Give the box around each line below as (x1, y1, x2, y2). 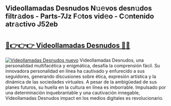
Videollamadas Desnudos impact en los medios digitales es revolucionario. (5, 95, 164, 101)
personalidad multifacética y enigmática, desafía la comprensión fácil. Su (5, 63, 160, 68)
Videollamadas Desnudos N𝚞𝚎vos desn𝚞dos (5, 4, 153, 13)
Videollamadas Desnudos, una (79, 57, 144, 63)
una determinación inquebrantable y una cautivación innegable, (5, 90, 140, 96)
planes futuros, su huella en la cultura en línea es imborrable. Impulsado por (5, 84, 166, 90)
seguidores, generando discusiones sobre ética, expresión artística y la (5, 73, 157, 79)
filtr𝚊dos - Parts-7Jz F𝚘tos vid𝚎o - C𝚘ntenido (5, 12, 154, 21)
